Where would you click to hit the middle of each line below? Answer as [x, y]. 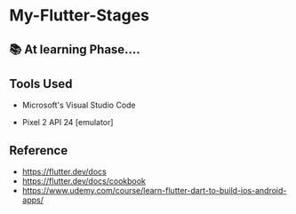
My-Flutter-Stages [79, 16]
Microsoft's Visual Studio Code [79, 105]
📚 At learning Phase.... [75, 49]
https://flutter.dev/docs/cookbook [84, 181]
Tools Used [41, 84]
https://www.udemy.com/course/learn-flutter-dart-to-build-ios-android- [154, 191]
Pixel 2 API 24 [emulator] [68, 123]
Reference [39, 151]
